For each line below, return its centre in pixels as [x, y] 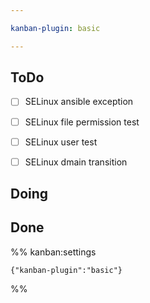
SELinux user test [61, 142]
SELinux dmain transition [76, 162]
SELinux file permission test [82, 122]
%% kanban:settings [53, 252]
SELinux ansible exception [79, 102]
